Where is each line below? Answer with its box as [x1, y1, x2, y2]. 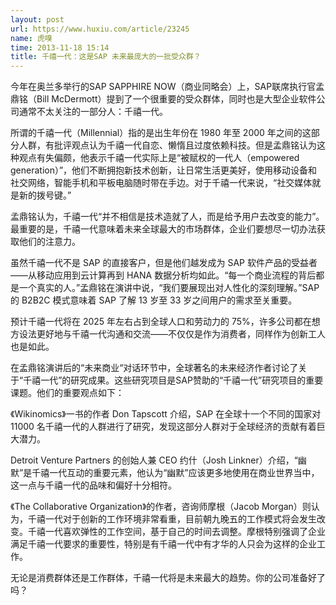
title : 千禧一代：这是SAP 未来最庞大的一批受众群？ [10, 52, 202, 62]
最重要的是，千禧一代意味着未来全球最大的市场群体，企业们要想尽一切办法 [10, 223, 317, 235]
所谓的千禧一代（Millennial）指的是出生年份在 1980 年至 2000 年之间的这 [10, 127, 312, 139]
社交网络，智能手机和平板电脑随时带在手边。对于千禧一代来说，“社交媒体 [10, 177, 313, 189]
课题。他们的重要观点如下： [10, 387, 125, 399]
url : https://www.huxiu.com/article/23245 [10, 24, 190, 34]
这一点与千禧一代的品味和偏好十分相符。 [10, 479, 177, 491]
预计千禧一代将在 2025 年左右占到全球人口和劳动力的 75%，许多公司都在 [10, 316, 312, 328]
